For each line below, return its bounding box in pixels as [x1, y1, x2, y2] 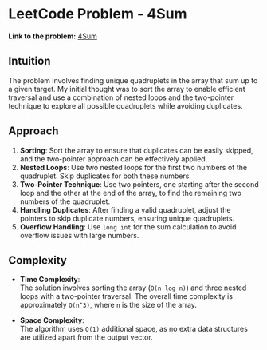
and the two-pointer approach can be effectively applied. [19, 153, 208, 164]
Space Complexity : [19, 316, 85, 325]
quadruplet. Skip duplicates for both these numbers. [19, 171, 191, 181]
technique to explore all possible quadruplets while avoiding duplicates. [8, 101, 243, 110]
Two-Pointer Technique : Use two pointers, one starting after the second [19, 179, 259, 189]
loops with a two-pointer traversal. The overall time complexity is [19, 292, 234, 301]
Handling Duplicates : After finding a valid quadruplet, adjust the [19, 205, 231, 214]
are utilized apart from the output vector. [19, 332, 153, 342]
